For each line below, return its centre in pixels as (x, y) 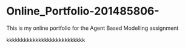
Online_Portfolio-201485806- (83, 11)
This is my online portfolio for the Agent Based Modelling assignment (92, 28)
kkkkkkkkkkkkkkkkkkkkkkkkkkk (46, 39)
